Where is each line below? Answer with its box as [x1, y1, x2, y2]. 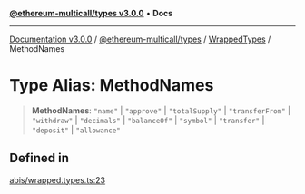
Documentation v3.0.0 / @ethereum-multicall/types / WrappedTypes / [9, 34, 271, 44]
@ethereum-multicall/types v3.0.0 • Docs [9, 8, 173, 18]
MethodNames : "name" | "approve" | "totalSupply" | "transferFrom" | [31, 104, 291, 116]
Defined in [9, 150, 70, 166]
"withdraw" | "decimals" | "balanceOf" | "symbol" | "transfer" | [31, 114, 265, 125]
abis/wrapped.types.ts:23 [9, 174, 106, 185]
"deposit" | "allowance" [31, 124, 121, 135]
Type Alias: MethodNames [9, 75, 214, 96]
